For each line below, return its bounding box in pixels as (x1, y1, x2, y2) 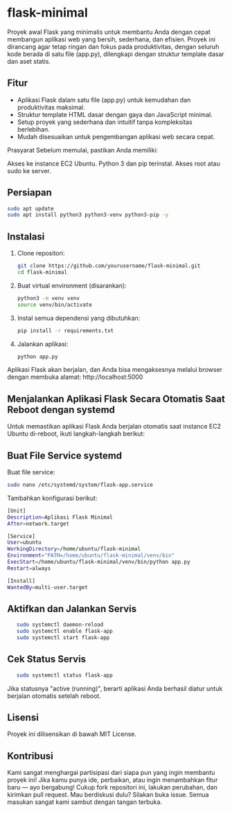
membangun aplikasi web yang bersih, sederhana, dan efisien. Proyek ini (7, 35, 216, 43)
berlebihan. (17, 125, 50, 133)
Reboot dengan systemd (7, 404, 116, 416)
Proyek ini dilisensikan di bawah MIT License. (7, 730, 137, 738)
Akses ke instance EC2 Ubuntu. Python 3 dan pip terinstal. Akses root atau (7, 159, 220, 168)
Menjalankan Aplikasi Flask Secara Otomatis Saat (7, 393, 225, 404)
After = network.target (7, 520, 70, 527)
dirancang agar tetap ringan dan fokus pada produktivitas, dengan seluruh (7, 42, 220, 51)
